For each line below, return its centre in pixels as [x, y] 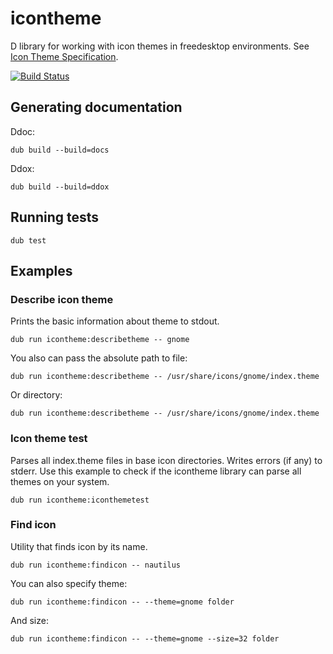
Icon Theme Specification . [64, 56]
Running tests [55, 217]
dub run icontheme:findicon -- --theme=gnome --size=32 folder [145, 638]
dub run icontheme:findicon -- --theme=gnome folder [122, 602]
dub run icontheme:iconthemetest [80, 500]
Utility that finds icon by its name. [79, 546]
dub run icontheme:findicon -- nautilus [96, 565]
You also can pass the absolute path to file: [99, 358]
